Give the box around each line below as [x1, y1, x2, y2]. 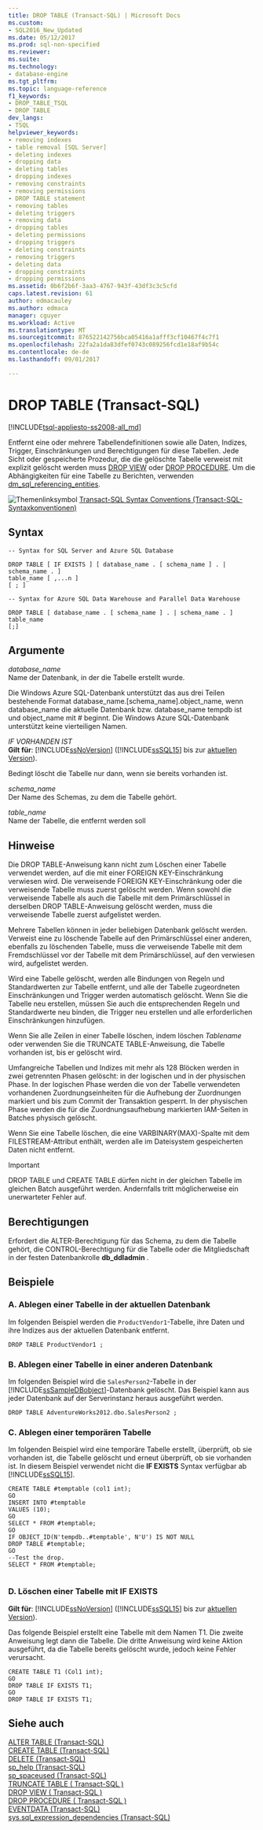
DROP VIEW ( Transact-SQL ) [8, 1787, 103, 1797]
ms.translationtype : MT [8, 326, 86, 335]
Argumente [8, 643, 65, 657]
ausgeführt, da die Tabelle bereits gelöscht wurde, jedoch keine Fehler [8, 1644, 237, 1654]
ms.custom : [8, 19, 44, 27]
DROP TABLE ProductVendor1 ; [8, 1340, 104, 1348]
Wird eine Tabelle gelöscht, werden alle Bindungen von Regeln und [8, 974, 225, 984]
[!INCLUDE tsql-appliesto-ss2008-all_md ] [8, 422, 141, 431]
